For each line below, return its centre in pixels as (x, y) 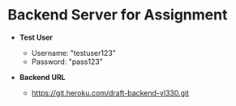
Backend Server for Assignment (118, 15)
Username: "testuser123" (74, 53)
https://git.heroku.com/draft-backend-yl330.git (110, 93)
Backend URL (42, 77)
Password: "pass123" (67, 61)
